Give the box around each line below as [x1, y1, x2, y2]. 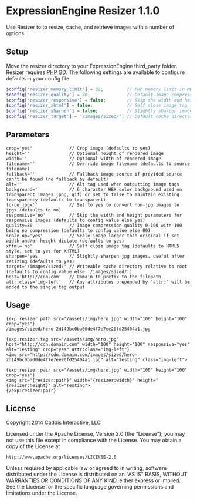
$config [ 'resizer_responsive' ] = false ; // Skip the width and [6, 97, 182, 103]
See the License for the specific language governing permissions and [6, 483, 174, 490]
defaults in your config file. [6, 75, 72, 82]
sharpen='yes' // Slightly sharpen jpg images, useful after [6, 253, 185, 259]
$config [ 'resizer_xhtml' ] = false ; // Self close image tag [6, 103, 188, 109]
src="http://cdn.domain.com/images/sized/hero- [19, 351, 138, 358]
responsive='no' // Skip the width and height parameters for [6, 212, 182, 218]
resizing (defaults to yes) [6, 258, 75, 264]
